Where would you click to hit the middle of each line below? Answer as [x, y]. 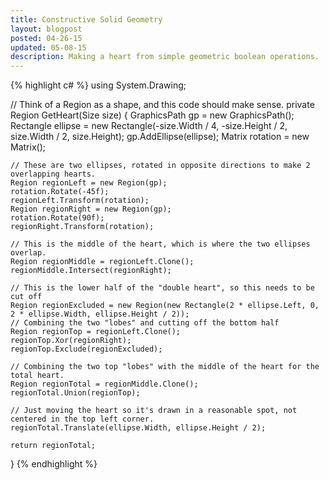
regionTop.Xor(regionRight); [71, 341]
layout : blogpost [46, 29]
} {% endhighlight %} [54, 464]
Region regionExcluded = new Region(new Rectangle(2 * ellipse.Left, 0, [165, 306]
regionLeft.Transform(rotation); [80, 201]
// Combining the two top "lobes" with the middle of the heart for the [165, 367]
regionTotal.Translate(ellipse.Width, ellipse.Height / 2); [138, 428]
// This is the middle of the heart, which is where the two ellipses [160, 244]
